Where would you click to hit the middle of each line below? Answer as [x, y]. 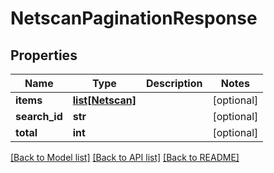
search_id [39, 116]
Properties [44, 55]
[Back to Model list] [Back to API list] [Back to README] [125, 157]
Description [174, 83]
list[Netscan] [104, 100]
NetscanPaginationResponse [134, 18]
